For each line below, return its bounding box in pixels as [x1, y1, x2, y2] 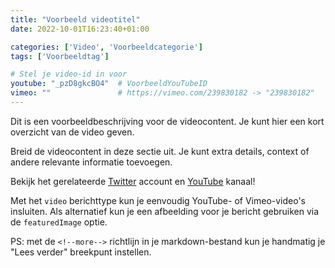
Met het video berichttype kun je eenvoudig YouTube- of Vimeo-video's [10, 194, 306, 206]
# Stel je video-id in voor [10, 69, 128, 80]
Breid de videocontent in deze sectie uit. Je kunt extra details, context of [10, 145, 310, 157]
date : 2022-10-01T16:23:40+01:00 [10, 24, 150, 34]
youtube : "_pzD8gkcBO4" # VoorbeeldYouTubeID [10, 79, 208, 89]
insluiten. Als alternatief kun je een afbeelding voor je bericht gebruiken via [10, 205, 320, 217]
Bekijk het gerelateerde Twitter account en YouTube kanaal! [10, 175, 256, 187]
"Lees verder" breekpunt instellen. [10, 246, 152, 258]
